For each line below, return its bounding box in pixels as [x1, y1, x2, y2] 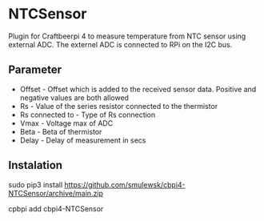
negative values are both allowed [19, 93, 130, 102]
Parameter [8, 63, 62, 77]
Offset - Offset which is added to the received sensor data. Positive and [19, 84, 257, 94]
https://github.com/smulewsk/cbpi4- [63, 179, 186, 189]
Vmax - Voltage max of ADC [19, 118, 114, 128]
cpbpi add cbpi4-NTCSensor [8, 203, 104, 213]
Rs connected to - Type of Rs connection [19, 110, 156, 119]
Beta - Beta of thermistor [19, 127, 102, 136]
